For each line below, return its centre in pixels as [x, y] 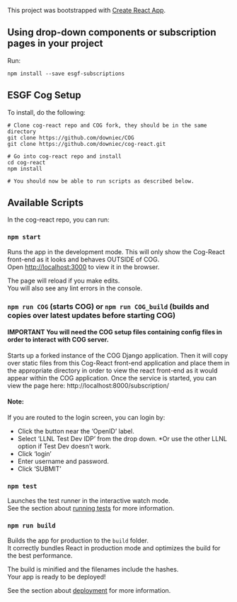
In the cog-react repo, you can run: [58, 220]
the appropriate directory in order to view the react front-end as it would [112, 370]
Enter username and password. [63, 461]
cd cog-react [27, 162]
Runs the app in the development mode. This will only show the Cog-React [116, 251]
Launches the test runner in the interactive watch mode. [89, 501]
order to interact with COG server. [58, 340]
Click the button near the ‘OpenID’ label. [76, 431]
